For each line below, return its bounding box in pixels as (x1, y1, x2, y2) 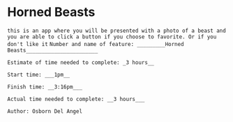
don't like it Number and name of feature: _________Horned (7, 40, 184, 47)
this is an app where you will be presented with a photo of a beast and (7, 27, 227, 34)
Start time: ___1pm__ (7, 71, 70, 78)
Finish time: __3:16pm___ (7, 83, 82, 91)
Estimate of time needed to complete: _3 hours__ (7, 59, 155, 66)
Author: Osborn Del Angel (7, 107, 82, 115)
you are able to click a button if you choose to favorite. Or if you (7, 33, 217, 40)
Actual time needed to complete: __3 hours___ (7, 96, 145, 102)
